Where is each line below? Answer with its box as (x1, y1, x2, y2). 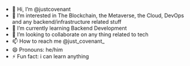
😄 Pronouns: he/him (11, 46, 63, 53)
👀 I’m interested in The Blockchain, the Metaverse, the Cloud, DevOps (11, 12, 185, 19)
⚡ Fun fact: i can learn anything (11, 53, 89, 59)
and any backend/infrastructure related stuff (11, 18, 122, 25)
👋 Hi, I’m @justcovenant (11, 6, 71, 12)
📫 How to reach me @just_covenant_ (11, 37, 105, 45)
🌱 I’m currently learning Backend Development (11, 24, 127, 32)
